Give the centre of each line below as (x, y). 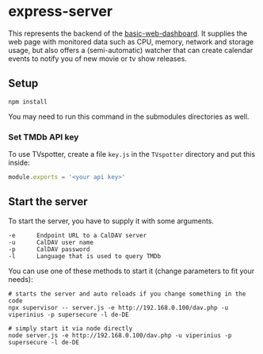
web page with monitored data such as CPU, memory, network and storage (131, 41)
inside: (19, 163)
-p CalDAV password (49, 249)
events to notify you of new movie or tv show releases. (98, 59)
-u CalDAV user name (51, 242)
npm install (28, 101)
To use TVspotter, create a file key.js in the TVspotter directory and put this (132, 154)
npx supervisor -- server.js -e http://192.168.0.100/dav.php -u (118, 307)
